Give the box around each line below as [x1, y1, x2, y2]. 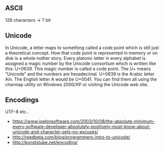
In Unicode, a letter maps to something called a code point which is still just [5, 45, 160, 50]
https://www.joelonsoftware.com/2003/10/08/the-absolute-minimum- [12, 118, 155, 124]
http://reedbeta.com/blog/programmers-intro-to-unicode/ [12, 134, 130, 140]
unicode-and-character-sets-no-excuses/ [12, 129, 98, 135]
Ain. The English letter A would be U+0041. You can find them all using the [5, 76, 157, 82]
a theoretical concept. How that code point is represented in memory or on [5, 50, 158, 56]
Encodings [5, 96, 39, 104]
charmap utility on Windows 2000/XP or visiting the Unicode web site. [5, 81, 149, 87]
